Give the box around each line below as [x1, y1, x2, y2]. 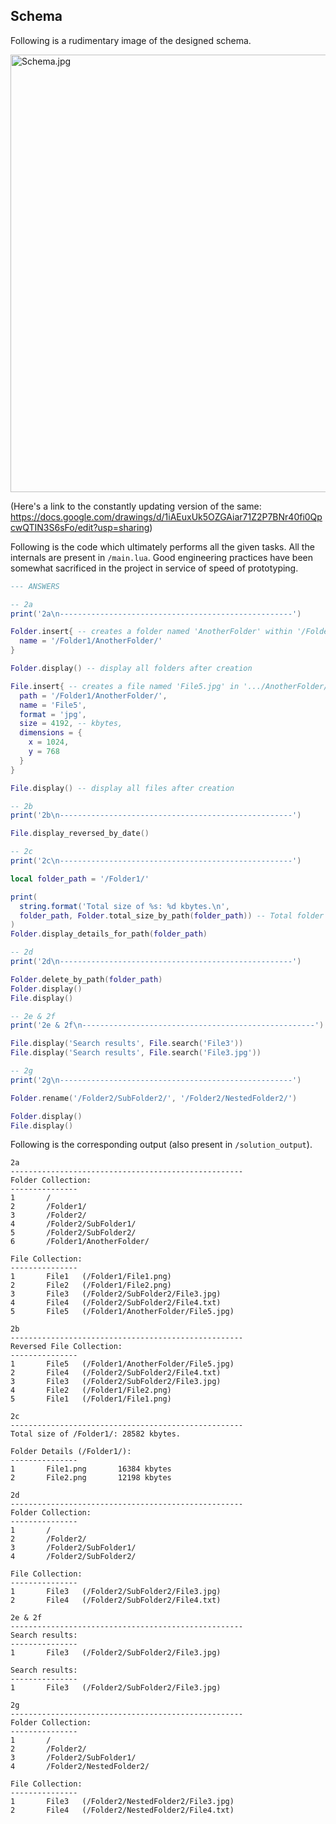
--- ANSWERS [10, 581, 60, 591]
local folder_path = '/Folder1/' [10, 874, 150, 884]
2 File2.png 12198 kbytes [10, 1473, 172, 1483]
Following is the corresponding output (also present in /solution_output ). [10, 1139, 313, 1151]
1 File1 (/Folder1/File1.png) [10, 1272, 172, 1282]
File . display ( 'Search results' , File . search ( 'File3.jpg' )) [10, 1048, 262, 1058]
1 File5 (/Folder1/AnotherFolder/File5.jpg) [10, 1359, 235, 1369]
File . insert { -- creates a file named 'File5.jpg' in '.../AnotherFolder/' [10, 681, 333, 691]
